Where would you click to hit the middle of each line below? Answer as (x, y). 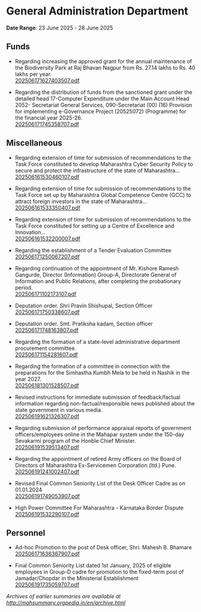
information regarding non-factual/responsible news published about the (105, 403)
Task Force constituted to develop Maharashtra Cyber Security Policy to (104, 164)
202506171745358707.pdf (47, 124)
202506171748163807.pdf (47, 330)
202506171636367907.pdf (47, 554)
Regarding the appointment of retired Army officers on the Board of (98, 458)
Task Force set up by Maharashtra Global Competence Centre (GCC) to (103, 195)
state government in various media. (59, 410)
